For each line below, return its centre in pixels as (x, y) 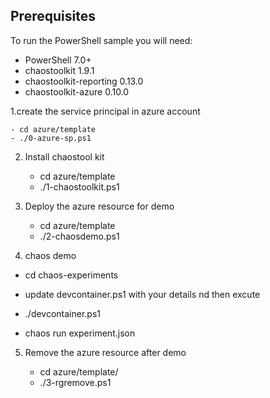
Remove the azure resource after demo (105, 352)
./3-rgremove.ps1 (75, 382)
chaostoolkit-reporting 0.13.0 (84, 81)
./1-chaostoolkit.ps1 (79, 186)
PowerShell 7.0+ (58, 60)
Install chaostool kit (64, 156)
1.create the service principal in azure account (105, 111)
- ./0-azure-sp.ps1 (51, 138)
